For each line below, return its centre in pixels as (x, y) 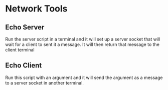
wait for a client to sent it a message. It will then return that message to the (82, 44)
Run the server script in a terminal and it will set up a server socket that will (83, 39)
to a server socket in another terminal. (45, 82)
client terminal (20, 50)
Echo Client (24, 65)
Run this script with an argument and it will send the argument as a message (84, 77)
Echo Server (25, 27)
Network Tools (36, 9)
